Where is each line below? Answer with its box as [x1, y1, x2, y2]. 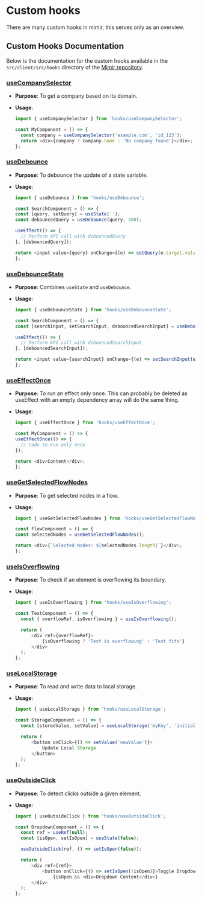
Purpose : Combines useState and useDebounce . [14, 283, 132, 290]
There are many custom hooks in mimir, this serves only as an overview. [6, 24, 185, 31]
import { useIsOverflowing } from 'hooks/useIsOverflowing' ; [14, 600, 172, 606]
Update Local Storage [41, 745, 96, 751]
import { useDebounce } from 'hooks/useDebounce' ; [14, 194, 145, 201]
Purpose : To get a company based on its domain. [14, 92, 138, 100]
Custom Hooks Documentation [6, 41, 124, 51]
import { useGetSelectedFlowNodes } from [14, 515, 120, 521]
